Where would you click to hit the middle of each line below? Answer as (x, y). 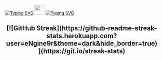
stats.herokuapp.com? (82, 36)
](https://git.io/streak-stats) (82, 51)
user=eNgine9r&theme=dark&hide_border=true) (82, 44)
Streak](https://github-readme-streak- (97, 29)
